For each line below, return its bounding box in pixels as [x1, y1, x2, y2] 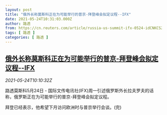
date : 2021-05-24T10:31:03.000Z [5, 16, 72, 21]
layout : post [5, 7, 32, 12]
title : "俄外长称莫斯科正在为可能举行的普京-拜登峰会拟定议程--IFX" [5, 12, 131, 17]
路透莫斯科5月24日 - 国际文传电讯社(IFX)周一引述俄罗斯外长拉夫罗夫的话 [5, 87, 154, 93]
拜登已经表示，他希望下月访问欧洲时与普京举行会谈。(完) [5, 104, 122, 110]
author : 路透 [5, 21, 31, 26]
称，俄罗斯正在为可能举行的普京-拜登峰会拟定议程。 [5, 94, 112, 100]
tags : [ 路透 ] [5, 30, 35, 35]
